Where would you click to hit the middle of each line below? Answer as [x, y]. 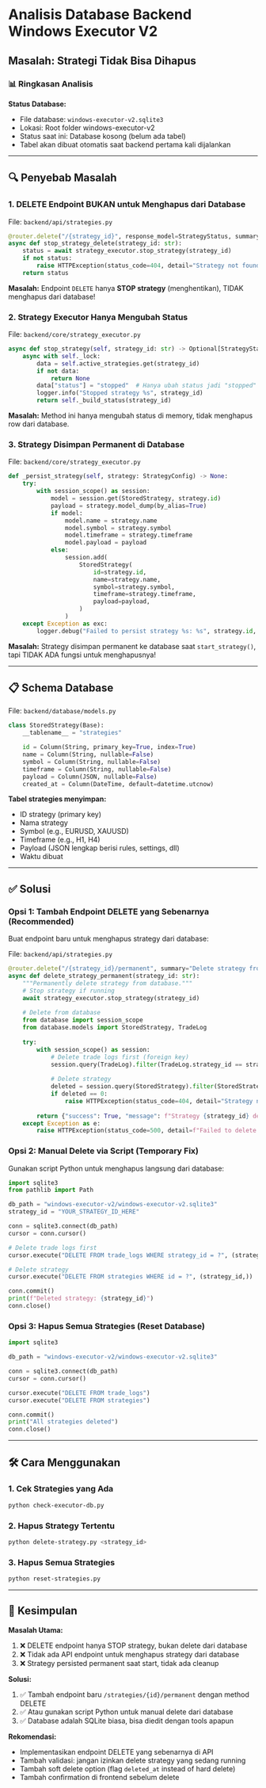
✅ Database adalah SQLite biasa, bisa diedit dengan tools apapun [127, 1721]
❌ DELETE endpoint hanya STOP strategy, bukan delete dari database [133, 1645]
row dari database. [39, 424]
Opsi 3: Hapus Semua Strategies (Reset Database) [107, 1326]
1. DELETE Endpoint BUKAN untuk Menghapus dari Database [127, 204]
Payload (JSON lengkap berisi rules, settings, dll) [99, 848]
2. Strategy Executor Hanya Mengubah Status [98, 317]
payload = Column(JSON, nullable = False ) [90, 777]
